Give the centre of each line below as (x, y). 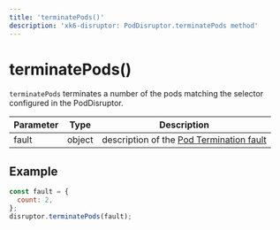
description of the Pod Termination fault (184, 140)
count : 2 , (35, 200)
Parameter (36, 125)
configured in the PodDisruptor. (66, 103)
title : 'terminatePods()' (57, 17)
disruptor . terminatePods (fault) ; (71, 216)
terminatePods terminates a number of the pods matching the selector (136, 94)
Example (34, 171)
